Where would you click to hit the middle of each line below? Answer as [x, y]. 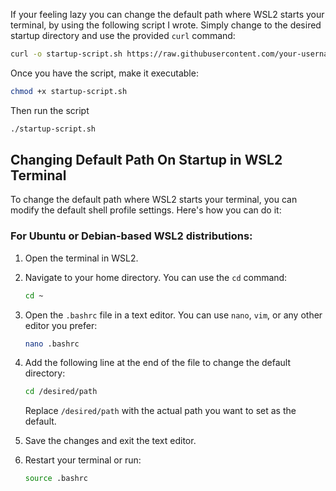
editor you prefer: [61, 325]
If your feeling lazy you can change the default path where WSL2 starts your [167, 14]
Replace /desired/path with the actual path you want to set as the [160, 411]
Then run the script [50, 110]
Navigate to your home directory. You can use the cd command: [156, 277]
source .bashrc [56, 479]
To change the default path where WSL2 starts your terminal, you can [154, 200]
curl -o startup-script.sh [66, 54]
